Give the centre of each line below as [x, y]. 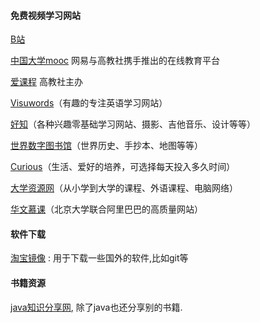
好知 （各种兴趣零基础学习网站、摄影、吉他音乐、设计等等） [133, 124]
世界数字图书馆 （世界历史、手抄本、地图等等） [106, 146]
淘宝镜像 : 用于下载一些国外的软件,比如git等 [99, 258]
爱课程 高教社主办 [46, 82]
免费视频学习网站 [45, 15]
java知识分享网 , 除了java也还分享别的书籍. [96, 307]
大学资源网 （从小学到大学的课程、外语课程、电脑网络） [124, 188]
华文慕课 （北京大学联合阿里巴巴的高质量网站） [106, 209]
